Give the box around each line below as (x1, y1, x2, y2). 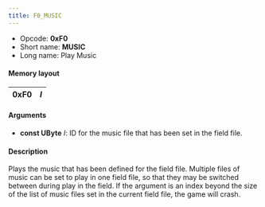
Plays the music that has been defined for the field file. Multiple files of (8, 164, 240, 174)
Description (8, 146, 49, 156)
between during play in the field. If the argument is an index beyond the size (8, 181, 258, 191)
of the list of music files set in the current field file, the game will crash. (8, 189, 241, 199)
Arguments (8, 111, 47, 120)
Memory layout (8, 68, 60, 78)
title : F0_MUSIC (8, 11, 62, 20)
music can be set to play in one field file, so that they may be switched (8, 173, 240, 182)
